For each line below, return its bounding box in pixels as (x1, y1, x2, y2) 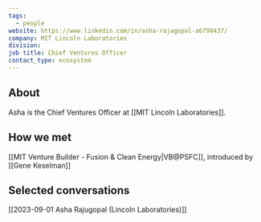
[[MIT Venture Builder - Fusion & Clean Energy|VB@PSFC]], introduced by (8, 151, 254, 161)
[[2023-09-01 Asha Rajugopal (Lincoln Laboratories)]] (8, 205, 187, 215)
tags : (8, 11, 27, 20)
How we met (8, 131, 72, 144)
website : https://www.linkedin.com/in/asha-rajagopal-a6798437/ (8, 26, 228, 34)
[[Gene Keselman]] (8, 160, 71, 170)
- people (15, 19, 45, 27)
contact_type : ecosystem (8, 57, 92, 65)
